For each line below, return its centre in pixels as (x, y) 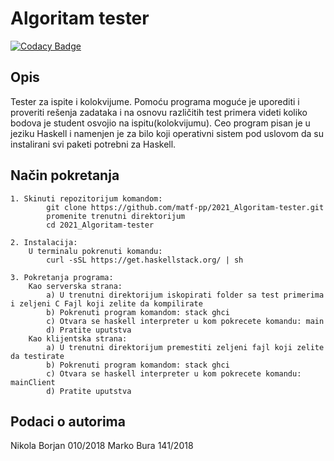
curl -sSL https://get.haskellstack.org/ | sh (145, 260)
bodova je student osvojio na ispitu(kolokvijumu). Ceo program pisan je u (160, 123)
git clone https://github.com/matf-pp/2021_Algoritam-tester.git (185, 207)
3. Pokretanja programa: (62, 277)
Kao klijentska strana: (78, 338)
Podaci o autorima (68, 421)
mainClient (33, 382)
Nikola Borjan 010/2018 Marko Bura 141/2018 (102, 446)
